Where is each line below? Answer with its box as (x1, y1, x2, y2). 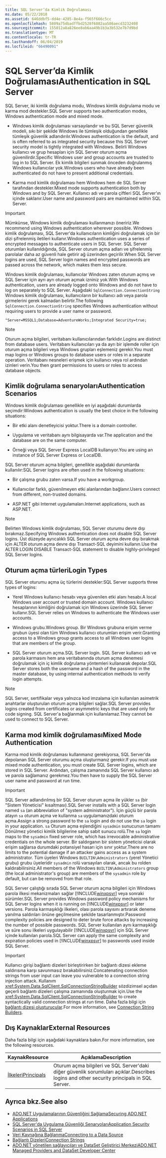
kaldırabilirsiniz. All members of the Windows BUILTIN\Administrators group (5, 865, 159, 871)
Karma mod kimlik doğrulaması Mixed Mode (5, 730, 142, 739)
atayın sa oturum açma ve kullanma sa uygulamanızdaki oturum (5, 813, 134, 818)
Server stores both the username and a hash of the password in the (12, 666, 150, 672)
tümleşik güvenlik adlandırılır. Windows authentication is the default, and (12, 133, 159, 139)
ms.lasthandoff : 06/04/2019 (5, 40, 63, 44)
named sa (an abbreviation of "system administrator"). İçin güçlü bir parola (5, 808, 157, 813)
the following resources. (5, 1042, 54, 1048)
